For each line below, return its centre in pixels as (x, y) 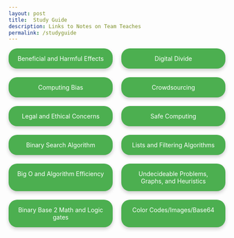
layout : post (27, 13)
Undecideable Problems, (173, 174)
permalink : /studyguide (43, 33)
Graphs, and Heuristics (173, 181)
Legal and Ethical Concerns (61, 116)
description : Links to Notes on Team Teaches (75, 26)
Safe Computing (173, 116)
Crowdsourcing (173, 87)
